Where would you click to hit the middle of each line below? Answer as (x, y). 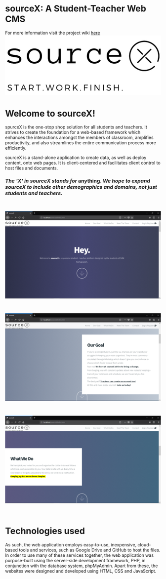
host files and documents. (32, 168)
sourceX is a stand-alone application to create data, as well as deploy (76, 158)
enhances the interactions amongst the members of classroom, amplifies (80, 138)
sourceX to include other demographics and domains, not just (81, 187)
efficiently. (16, 148)
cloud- (144, 545)
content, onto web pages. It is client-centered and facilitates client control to (83, 163)
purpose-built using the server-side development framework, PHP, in (75, 561)
